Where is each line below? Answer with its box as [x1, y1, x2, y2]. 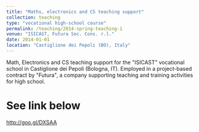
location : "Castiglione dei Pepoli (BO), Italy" [6, 43, 131, 49]
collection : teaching [6, 14, 61, 20]
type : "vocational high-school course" [6, 20, 107, 26]
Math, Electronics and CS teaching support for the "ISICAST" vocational [6, 58, 185, 66]
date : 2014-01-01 [6, 37, 50, 43]
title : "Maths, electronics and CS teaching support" [6, 8, 145, 15]
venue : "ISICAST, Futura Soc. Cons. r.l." [6, 31, 115, 37]
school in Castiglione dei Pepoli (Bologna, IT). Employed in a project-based [6, 65, 192, 72]
